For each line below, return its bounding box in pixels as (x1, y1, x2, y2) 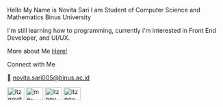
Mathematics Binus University (7, 13, 91, 21)
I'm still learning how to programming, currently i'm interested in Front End (7, 27, 217, 34)
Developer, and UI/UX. (7, 34, 70, 42)
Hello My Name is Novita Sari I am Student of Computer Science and (7, 6, 200, 14)
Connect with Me (7, 60, 56, 68)
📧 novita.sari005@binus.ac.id (7, 73, 90, 82)
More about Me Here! (7, 47, 68, 55)
